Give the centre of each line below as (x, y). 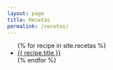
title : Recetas (29, 20)
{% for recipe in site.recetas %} (62, 46)
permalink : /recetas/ (38, 26)
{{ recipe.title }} (39, 53)
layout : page (26, 13)
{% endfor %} (37, 60)
